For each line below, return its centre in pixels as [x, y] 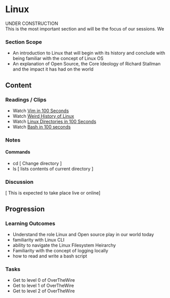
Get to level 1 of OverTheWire [43, 286]
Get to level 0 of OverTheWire [44, 280]
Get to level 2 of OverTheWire [44, 291]
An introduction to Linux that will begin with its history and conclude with [89, 53]
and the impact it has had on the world [53, 69]
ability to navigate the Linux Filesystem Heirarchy [64, 245]
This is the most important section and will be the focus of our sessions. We [85, 28]
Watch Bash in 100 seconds [42, 127]
